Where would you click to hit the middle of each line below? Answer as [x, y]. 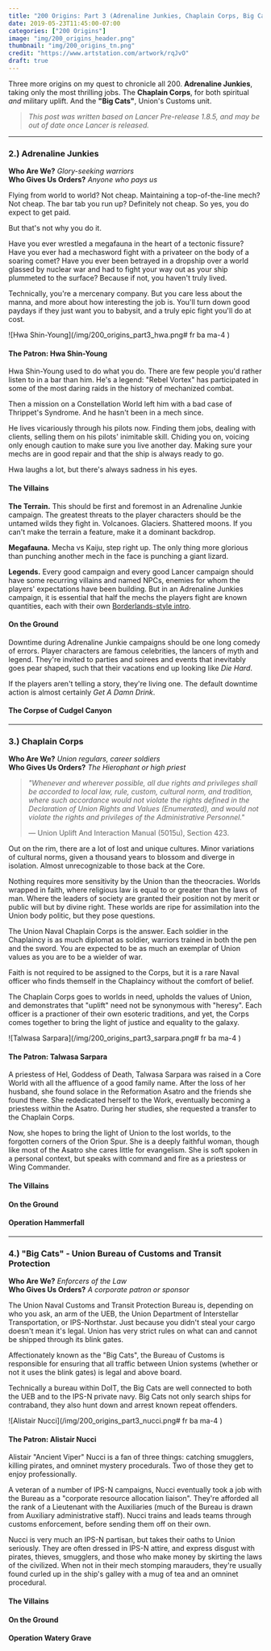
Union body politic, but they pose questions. [82, 915]
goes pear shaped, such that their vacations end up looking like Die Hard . [130, 668]
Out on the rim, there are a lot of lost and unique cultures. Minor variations [131, 848]
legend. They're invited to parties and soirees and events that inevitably [127, 659]
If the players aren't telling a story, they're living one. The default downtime [133, 683]
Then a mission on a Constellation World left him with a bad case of [120, 404]
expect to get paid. [40, 213]
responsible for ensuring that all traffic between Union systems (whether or [133, 1364]
